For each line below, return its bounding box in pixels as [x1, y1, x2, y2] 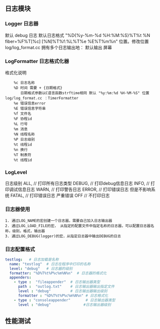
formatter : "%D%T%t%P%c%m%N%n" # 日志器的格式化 [9, 271, 107, 276]
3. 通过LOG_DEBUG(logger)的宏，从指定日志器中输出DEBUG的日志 [5, 233, 122, 239]
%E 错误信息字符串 [14, 106, 46, 111]
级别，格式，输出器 [12, 229, 45, 233]
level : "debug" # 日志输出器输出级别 [18, 289, 108, 294]
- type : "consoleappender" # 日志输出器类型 [14, 297, 116, 302]
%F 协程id [14, 116, 33, 121]
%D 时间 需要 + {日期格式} [14, 85, 63, 90]
